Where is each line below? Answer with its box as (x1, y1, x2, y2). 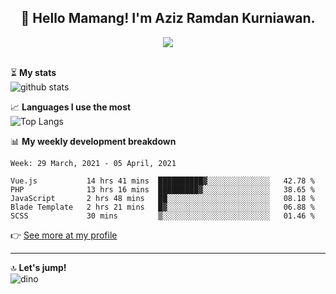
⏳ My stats (10, 66, 57, 78)
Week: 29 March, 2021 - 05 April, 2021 (10, 158, 177, 168)
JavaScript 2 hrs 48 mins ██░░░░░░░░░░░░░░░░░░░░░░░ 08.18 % (10, 193, 315, 203)
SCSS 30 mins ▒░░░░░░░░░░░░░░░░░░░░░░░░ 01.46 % (10, 211, 315, 221)
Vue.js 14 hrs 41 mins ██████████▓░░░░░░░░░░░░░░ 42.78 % (10, 176, 315, 186)
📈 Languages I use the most (10, 101, 132, 113)
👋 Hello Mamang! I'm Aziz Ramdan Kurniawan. (20, 10, 316, 27)
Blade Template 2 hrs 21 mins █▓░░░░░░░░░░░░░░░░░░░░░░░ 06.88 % (10, 202, 315, 212)
